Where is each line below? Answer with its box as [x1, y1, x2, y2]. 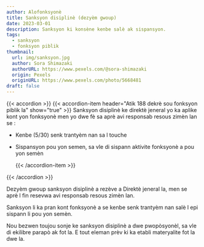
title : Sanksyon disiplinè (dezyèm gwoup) [6, 15, 117, 21]
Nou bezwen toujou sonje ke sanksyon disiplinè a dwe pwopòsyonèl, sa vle [6, 222, 197, 229]
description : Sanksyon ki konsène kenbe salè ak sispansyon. [6, 26, 167, 32]
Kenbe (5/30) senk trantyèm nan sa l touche [15, 131, 127, 139]
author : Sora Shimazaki [12, 60, 73, 66]
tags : [6, 32, 20, 38]
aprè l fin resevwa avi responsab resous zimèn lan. [6, 192, 135, 199]
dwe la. [6, 235, 25, 242]
